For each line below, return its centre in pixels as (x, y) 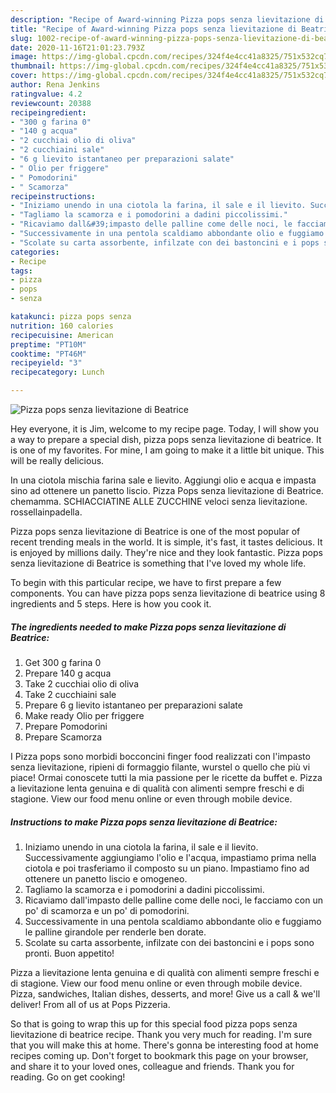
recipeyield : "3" (46, 363)
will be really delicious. (57, 460)
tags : (21, 271)
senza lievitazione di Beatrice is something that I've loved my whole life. (158, 563)
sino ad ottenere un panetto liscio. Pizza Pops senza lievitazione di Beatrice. (167, 490)
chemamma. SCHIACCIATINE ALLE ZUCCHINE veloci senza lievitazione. (159, 501)
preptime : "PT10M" (48, 344)
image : (24, 57)
